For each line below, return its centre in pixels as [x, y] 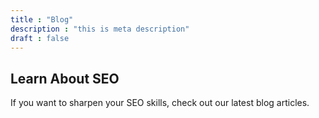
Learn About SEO [65, 78]
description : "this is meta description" [100, 29]
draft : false [40, 38]
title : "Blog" [42, 19]
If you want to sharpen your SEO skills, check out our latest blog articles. [160, 103]
